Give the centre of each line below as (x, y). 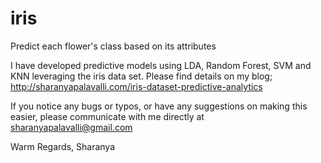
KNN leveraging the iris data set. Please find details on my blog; (141, 76)
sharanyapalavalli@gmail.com (71, 127)
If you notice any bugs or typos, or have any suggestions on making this (159, 106)
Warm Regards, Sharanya (63, 146)
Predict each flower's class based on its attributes (113, 46)
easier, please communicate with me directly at (107, 116)
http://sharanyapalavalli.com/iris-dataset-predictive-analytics (136, 86)
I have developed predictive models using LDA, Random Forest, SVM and (161, 65)
